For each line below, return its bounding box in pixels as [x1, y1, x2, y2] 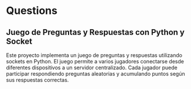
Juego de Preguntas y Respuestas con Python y [6, 27, 185, 37]
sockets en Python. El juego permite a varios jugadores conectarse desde [6, 58, 185, 65]
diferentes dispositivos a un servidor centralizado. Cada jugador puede [6, 64, 178, 71]
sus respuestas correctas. [6, 77, 69, 83]
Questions [6, 4, 57, 17]
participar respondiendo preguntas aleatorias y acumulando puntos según [6, 70, 186, 77]
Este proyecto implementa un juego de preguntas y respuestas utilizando [6, 52, 183, 59]
